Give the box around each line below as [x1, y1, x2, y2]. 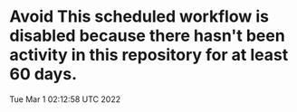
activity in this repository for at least [9, 45, 289, 65]
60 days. [9, 64, 78, 85]
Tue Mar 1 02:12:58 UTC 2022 [9, 93, 120, 105]
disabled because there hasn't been [9, 25, 285, 46]
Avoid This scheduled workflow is [9, 6, 270, 27]
